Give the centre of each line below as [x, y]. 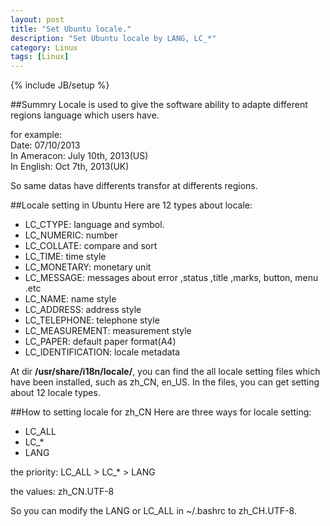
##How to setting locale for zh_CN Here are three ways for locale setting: [161, 412]
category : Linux [44, 47]
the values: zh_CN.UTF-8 [62, 492]
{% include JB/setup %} [60, 85]
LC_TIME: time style [65, 257]
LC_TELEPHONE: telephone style [92, 320]
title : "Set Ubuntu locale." [71, 29]
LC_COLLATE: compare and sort [91, 246]
